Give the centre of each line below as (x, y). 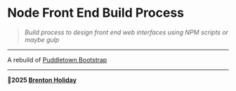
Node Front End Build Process (96, 13)
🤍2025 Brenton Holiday (42, 80)
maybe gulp (42, 39)
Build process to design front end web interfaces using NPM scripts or (126, 32)
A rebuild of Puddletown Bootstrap (57, 59)
